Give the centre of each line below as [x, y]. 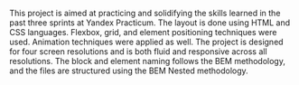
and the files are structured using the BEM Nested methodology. [129, 71]
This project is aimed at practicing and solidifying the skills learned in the [145, 13]
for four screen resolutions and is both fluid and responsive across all [139, 52]
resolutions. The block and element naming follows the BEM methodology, [148, 61]
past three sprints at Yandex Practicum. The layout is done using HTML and [150, 23]
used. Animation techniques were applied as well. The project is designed [146, 42]
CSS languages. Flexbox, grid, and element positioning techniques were [143, 32]
